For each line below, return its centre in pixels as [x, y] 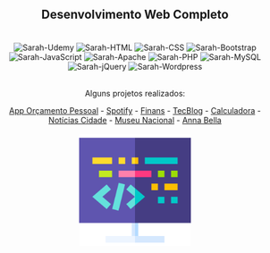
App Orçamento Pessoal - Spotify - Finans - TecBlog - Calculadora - [135, 111]
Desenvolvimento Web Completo [135, 15]
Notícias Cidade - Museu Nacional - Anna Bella [135, 121]
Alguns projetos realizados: [135, 94]
